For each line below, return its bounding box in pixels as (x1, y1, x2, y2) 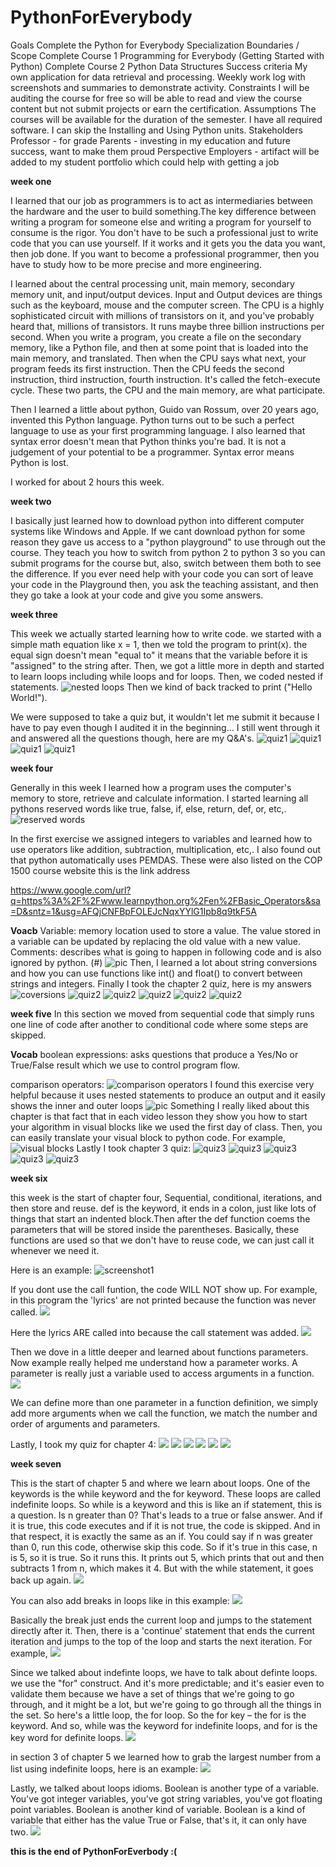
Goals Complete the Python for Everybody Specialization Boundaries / (10, 39, 300, 51)
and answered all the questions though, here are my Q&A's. (10, 732, 255, 744)
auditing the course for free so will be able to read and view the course (10, 92, 303, 104)
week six (10, 1172, 48, 1184)
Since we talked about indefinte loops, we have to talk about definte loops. (10, 1666, 318, 1678)
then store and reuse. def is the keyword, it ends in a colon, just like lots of (10, 1202, 317, 1214)
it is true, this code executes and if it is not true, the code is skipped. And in (10, 1519, 321, 1531)
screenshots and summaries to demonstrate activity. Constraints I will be (10, 81, 310, 93)
